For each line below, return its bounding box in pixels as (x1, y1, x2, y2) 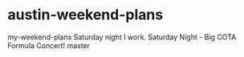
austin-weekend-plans (7, 6, 164, 24)
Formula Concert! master (7, 40, 90, 50)
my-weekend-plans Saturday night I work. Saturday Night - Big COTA (7, 32, 237, 42)
